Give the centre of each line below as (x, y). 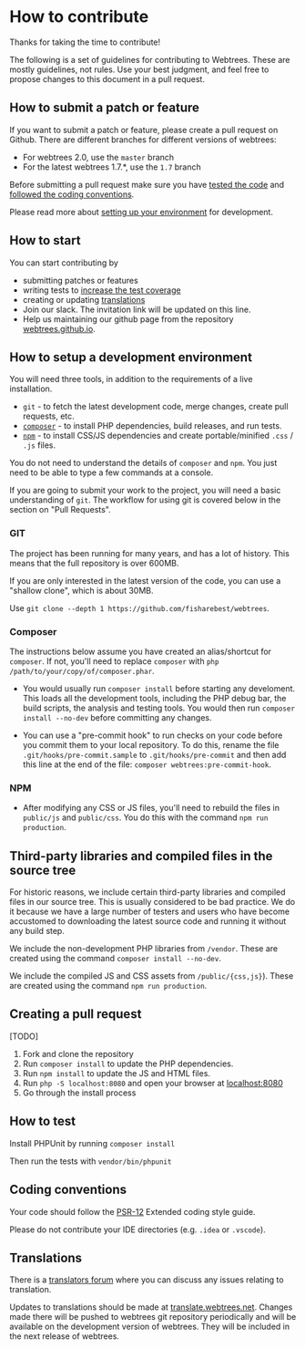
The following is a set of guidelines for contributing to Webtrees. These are (150, 59)
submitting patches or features (80, 280)
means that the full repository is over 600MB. (94, 563)
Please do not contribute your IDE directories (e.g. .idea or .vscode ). (137, 1230)
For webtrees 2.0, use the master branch (98, 157)
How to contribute (79, 17)
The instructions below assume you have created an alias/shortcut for (140, 651)
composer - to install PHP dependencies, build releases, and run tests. (152, 426)
